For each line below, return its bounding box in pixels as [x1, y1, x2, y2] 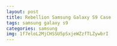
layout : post [6, 8, 39, 15]
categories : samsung [6, 25, 58, 32]
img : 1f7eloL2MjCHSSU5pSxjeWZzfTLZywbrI [6, 31, 109, 37]
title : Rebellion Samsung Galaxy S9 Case [6, 14, 112, 20]
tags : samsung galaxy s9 [6, 20, 68, 26]
